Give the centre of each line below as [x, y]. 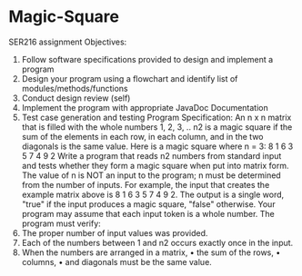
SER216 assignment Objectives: [68, 42]
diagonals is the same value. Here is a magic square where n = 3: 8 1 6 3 [157, 146]
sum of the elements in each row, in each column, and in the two [142, 136]
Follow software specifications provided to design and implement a [147, 59]
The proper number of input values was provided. [115, 232]
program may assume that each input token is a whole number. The [148, 213]
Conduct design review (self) [76, 98]
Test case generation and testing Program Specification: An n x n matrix [156, 117]
